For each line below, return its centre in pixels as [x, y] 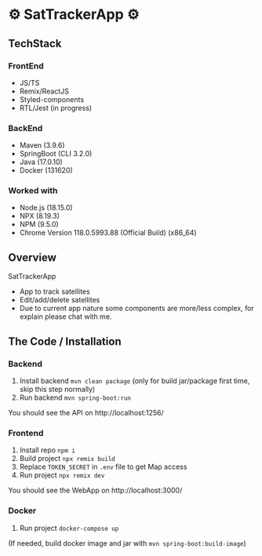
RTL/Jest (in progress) [56, 108]
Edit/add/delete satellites [60, 300]
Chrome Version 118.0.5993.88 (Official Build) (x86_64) [108, 232]
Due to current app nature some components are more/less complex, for [136, 309]
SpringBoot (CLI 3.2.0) [56, 154]
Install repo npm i [47, 450]
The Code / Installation [65, 341]
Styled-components [52, 99]
